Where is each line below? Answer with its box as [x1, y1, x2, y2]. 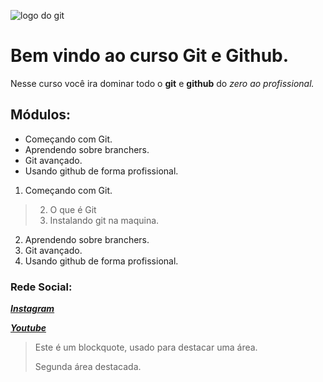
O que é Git [49, 203, 97, 215]
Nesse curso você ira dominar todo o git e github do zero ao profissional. [10, 77, 315, 89]
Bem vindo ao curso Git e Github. [10, 45, 290, 67]
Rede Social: [10, 280, 73, 294]
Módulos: [10, 106, 72, 124]
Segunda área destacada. [34, 361, 142, 373]
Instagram [10, 303, 55, 315]
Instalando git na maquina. [49, 214, 160, 226]
